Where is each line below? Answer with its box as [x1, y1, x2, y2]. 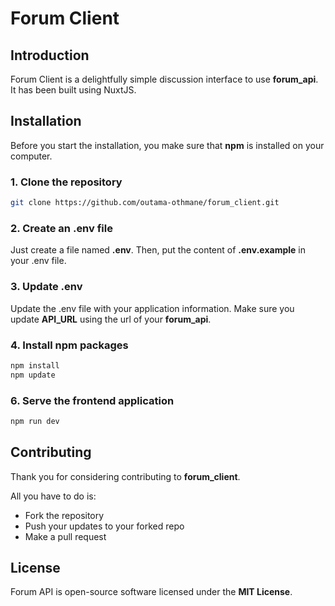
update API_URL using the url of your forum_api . [10, 313, 212, 325]
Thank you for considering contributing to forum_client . [10, 470, 241, 482]
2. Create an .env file [10, 221, 113, 235]
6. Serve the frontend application [10, 393, 175, 407]
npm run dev [10, 416, 60, 426]
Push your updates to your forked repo [24, 520, 185, 532]
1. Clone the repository [10, 175, 123, 189]
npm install [10, 360, 60, 371]
